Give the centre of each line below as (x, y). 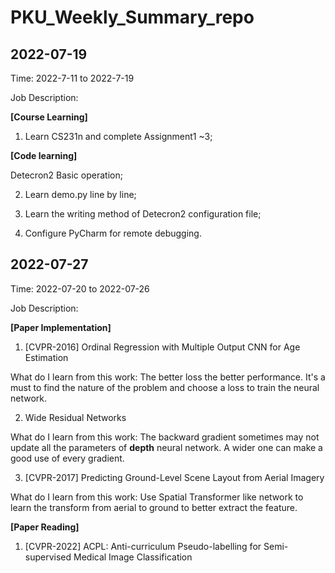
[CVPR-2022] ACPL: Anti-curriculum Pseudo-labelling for (143, 546)
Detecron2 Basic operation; (66, 175)
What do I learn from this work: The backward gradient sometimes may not (165, 437)
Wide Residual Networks (75, 417)
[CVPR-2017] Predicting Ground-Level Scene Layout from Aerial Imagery (174, 477)
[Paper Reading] (45, 527)
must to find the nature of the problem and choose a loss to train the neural (165, 387)
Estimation (46, 357)
